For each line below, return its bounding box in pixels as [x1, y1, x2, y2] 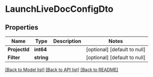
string [34, 54, 48, 61]
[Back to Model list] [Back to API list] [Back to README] [5, 67, 118, 73]
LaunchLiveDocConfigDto [5, 3, 114, 15]
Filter [7, 54, 21, 61]
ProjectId [7, 46, 30, 53]
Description [53, 38, 81, 44]
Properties [5, 23, 38, 32]
